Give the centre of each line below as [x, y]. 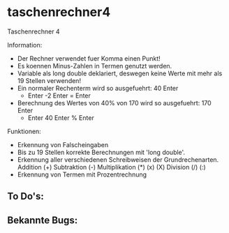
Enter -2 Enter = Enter [59, 96]
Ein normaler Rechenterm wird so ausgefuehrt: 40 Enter [98, 88]
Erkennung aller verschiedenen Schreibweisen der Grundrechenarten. [118, 159]
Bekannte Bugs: [43, 220]
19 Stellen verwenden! [49, 80]
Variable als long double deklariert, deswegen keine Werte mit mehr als [120, 73]
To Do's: [25, 196]
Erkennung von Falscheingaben [63, 144]
